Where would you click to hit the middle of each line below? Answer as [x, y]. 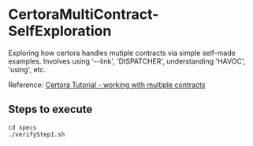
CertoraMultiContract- [84, 15]
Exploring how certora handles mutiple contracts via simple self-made [122, 53]
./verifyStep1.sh [37, 134]
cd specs [22, 127]
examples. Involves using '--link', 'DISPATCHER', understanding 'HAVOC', [127, 61]
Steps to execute [50, 109]
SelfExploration [60, 31]
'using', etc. [27, 69]
